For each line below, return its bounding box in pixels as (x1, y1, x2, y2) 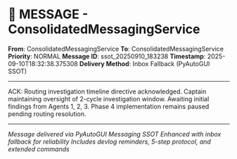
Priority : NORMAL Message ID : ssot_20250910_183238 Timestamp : (8, 52, 206, 61)
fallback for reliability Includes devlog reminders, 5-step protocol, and (8, 137, 212, 146)
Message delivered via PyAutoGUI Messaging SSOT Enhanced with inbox (8, 129, 222, 138)
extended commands (8, 144, 70, 153)
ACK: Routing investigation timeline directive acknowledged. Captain (8, 87, 207, 96)
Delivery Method (79, 59, 129, 68)
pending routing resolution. (8, 109, 87, 118)
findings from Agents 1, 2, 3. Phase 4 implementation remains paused (8, 102, 210, 110)
